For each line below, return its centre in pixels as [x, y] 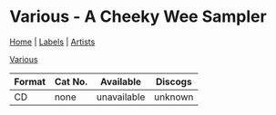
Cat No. [71, 81]
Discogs [174, 81]
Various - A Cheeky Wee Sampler [138, 17]
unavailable [121, 97]
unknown [174, 97]
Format [30, 81]
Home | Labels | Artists [52, 42]
